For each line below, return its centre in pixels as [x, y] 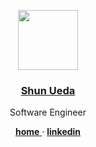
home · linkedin [48, 132]
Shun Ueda [48, 90]
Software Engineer [48, 112]
